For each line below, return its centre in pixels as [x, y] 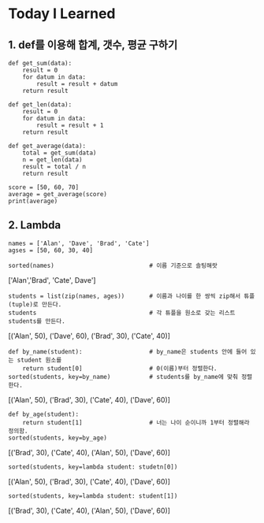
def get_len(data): [40, 105]
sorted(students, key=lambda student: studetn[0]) [93, 467]
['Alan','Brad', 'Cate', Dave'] [52, 280]
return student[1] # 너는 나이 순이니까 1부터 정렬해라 [136, 422]
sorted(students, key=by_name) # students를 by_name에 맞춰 [123, 376]
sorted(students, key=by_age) [58, 438]
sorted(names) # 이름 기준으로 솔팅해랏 [113, 265]
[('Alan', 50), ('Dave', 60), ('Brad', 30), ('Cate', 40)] [89, 336]
